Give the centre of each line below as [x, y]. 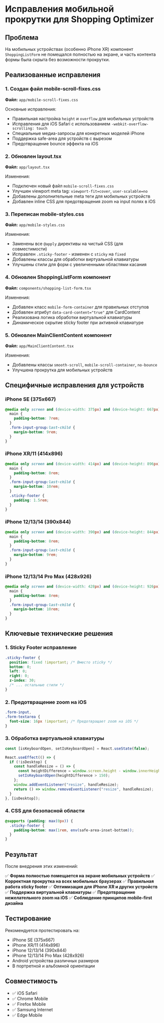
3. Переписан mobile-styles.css [45, 214]
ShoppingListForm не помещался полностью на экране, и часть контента [81, 54]
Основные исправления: [31, 109]
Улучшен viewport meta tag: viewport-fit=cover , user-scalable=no [80, 191]
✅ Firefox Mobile [29, 1004]
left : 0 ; [18, 671]
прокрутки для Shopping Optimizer [80, 19]
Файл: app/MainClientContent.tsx [40, 345]
